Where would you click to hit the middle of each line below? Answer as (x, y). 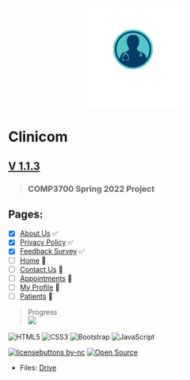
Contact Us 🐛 (41, 269)
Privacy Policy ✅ (47, 242)
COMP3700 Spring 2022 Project (91, 189)
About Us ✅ (39, 233)
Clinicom (38, 137)
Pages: (26, 214)
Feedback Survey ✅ (52, 251)
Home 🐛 (33, 260)
